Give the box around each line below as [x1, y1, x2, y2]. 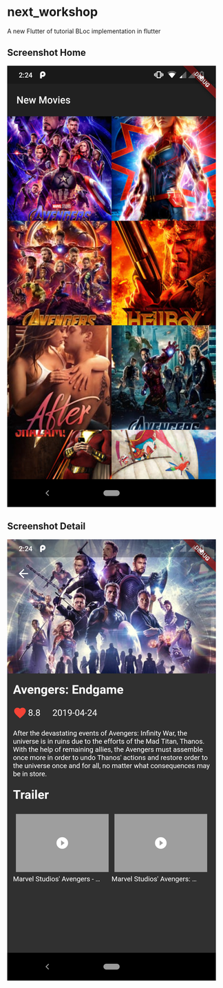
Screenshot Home [7, 47, 86, 59]
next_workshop [7, 4, 98, 20]
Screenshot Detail [7, 521, 86, 532]
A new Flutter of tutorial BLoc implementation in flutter [7, 27, 161, 35]
